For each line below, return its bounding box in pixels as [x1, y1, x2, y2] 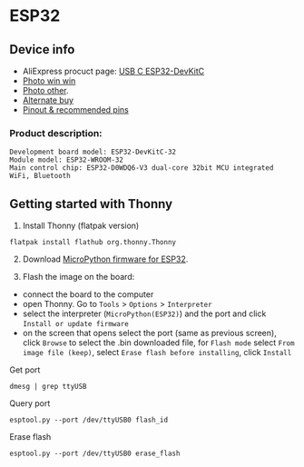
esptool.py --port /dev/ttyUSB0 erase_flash [9, 449, 181, 459]
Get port [9, 364, 41, 375]
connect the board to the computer [22, 289, 154, 300]
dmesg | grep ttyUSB [9, 383, 88, 392]
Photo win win [22, 75, 76, 86]
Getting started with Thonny [9, 196, 173, 212]
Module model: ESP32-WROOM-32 [9, 155, 124, 164]
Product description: [9, 126, 103, 139]
